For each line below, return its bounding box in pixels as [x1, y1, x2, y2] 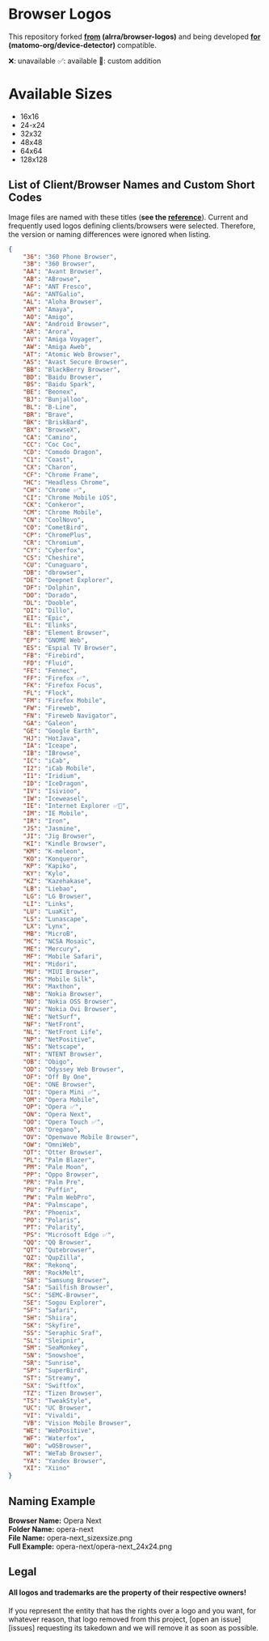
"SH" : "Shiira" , [23, 1313, 78, 1322]
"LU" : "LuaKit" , [23, 908, 78, 916]
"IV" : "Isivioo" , [23, 787, 82, 795]
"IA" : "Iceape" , [23, 742, 78, 750]
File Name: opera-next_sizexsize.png [8, 1533, 133, 1542]
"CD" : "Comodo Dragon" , [23, 449, 103, 457]
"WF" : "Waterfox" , [23, 1434, 85, 1442]
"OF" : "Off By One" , [23, 1073, 92, 1081]
